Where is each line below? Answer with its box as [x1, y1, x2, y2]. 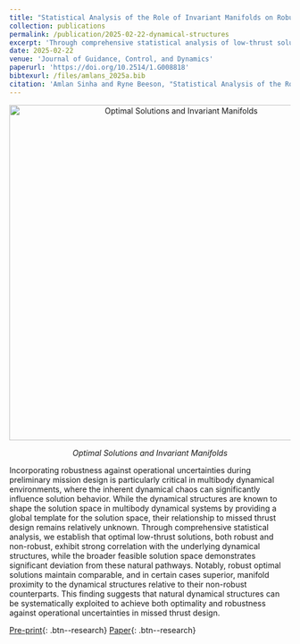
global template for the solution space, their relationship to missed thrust [9, 512, 277, 523]
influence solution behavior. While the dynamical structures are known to [9, 493, 278, 504]
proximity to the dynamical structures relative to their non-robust [9, 579, 247, 589]
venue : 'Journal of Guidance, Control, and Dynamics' [9, 55, 214, 64]
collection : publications [9, 21, 105, 30]
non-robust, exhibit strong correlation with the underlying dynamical [9, 540, 261, 551]
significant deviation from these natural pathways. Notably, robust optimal [9, 560, 281, 571]
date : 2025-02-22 [9, 47, 74, 55]
